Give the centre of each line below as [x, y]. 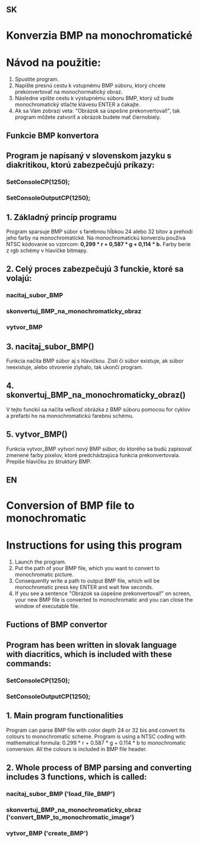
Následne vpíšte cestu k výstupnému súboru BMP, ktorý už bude [94, 98]
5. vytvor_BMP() [37, 434]
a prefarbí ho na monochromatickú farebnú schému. [70, 416]
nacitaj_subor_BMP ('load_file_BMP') [61, 794]
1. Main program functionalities [65, 716]
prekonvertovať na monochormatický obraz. [69, 92]
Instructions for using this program [94, 545]
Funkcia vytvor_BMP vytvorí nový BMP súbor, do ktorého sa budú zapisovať [99, 449]
